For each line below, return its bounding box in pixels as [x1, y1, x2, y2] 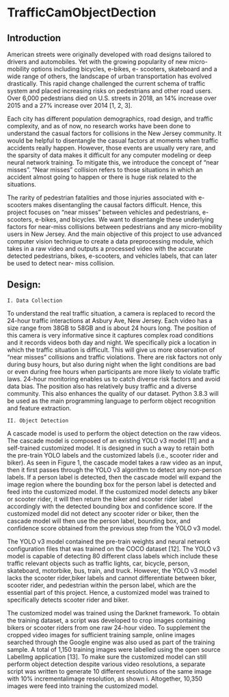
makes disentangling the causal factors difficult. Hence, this [33, 201, 202, 209]
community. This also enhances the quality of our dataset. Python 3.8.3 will [7, 389, 219, 397]
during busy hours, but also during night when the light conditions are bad [7, 360, 216, 368]
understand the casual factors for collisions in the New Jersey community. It [7, 129, 222, 137]
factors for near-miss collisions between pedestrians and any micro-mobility [7, 223, 222, 231]
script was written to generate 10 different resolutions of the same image [7, 667, 212, 675]
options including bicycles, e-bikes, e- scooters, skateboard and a [31, 65, 217, 73]
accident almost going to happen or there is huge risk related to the [7, 173, 197, 181]
